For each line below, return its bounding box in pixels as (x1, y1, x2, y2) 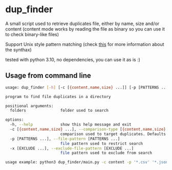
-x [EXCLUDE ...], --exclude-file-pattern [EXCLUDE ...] (10, 145, 134, 151)
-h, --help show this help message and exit (10, 122, 132, 127)
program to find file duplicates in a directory (5, 94, 111, 99)
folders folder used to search (10, 108, 109, 113)
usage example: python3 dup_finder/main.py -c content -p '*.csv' (5, 160, 150, 165)
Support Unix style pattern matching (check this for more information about (5, 41, 165, 47)
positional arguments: (5, 103, 54, 108)
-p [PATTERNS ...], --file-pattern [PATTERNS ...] (10, 136, 120, 141)
